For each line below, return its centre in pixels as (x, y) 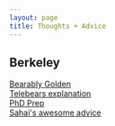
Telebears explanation (50, 94)
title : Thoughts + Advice (57, 26)
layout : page (34, 18)
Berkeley (35, 63)
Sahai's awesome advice (55, 112)
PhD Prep (27, 103)
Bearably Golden (40, 84)
